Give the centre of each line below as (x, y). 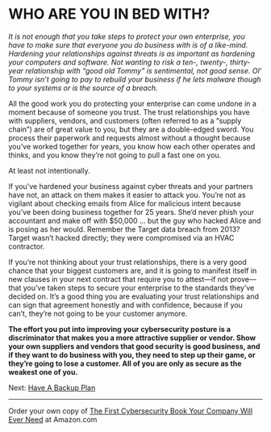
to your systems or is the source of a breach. (83, 88)
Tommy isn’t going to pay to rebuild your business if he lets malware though (135, 79)
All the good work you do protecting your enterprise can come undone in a (132, 103)
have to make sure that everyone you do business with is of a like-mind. (128, 44)
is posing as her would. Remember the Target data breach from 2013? (124, 229)
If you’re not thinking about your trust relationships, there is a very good (128, 262)
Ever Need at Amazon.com (53, 419)
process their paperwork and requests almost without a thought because (129, 137)
